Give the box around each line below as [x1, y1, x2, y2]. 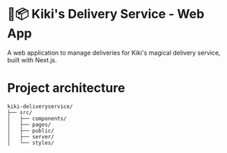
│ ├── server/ [7, 133, 54, 140]
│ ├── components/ [7, 115, 68, 122]
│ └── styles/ [7, 139, 54, 146]
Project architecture [7, 80, 125, 96]
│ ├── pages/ [7, 121, 52, 128]
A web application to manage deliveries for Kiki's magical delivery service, [7, 48, 221, 57]
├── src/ [7, 109, 33, 116]
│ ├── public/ [7, 127, 54, 134]
